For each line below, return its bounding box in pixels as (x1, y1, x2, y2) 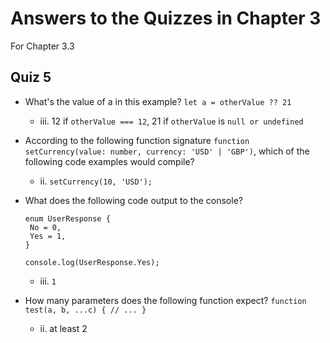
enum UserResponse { (24, 213, 111, 224)
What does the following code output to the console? (24, 194, 243, 206)
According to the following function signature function (24, 134, 250, 146)
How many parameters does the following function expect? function (24, 294, 307, 306)
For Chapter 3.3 (10, 40, 75, 52)
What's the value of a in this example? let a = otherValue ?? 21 (24, 95, 292, 107)
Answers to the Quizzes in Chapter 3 (10, 7, 322, 30)
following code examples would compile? (24, 155, 195, 167)
